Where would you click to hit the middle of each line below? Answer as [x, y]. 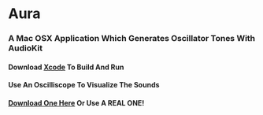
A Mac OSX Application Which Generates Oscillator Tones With [132, 39]
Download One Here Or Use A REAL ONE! [76, 102]
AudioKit [26, 48]
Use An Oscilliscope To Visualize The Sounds [84, 85]
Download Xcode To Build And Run [66, 67]
